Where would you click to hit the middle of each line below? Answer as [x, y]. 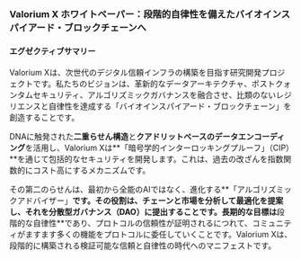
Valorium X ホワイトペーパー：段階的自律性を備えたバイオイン [145, 13]
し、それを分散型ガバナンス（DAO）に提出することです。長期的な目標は [143, 212]
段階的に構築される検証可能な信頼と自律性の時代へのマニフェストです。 [143, 246]
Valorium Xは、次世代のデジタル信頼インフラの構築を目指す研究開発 [136, 73]
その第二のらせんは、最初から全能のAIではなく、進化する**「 [124, 190]
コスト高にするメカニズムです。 [92, 170]
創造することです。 [44, 118]
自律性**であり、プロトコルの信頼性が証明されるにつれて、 [143, 223]
